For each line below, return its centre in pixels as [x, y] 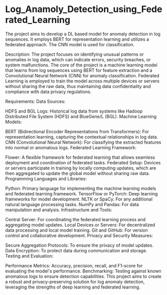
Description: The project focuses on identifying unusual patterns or [74, 54]
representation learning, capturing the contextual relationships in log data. [82, 137]
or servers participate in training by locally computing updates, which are [81, 168]
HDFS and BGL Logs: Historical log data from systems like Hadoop [74, 111]
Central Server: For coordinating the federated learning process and [75, 219]
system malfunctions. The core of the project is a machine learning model [81, 65]
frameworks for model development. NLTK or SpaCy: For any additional [79, 199]
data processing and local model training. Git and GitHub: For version [76, 230]
